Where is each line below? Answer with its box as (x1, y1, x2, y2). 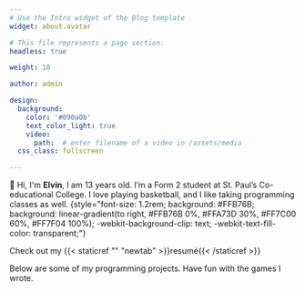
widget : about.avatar (9, 22, 92, 31)
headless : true (9, 46, 67, 55)
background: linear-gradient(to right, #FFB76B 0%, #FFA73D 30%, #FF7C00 (9, 208, 297, 219)
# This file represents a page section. (9, 38, 166, 47)
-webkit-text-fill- (213, 218, 276, 229)
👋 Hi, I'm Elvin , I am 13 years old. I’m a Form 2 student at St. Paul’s (9, 179, 258, 191)
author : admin (9, 79, 64, 89)
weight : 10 (9, 63, 51, 73)
